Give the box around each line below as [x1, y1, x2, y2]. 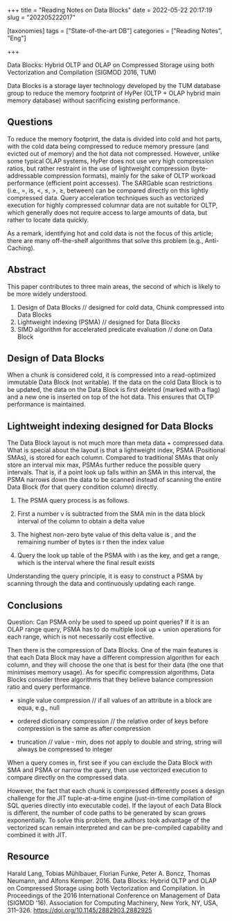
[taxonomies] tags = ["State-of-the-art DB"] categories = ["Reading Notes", [7, 27, 223, 35]
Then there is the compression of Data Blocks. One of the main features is [7, 646, 219, 654]
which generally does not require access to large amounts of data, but [7, 208, 208, 217]
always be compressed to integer [17, 745, 113, 753]
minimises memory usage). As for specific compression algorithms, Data [7, 668, 215, 677]
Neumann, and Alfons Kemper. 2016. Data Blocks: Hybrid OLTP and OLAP [7, 876, 217, 885]
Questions [7, 116, 53, 128]
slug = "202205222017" [7, 13, 76, 21]
